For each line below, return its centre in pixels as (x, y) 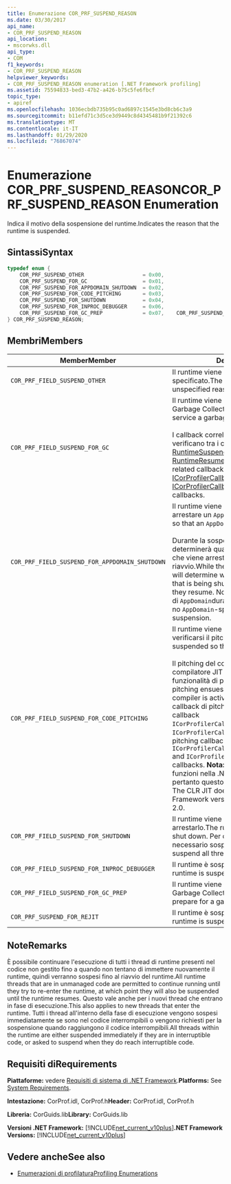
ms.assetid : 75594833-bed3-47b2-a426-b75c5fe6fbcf (81, 90)
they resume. (193, 592)
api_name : (21, 26)
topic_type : (24, 97)
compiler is (190, 697)
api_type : (21, 52)
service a (187, 417)
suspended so (195, 646)
